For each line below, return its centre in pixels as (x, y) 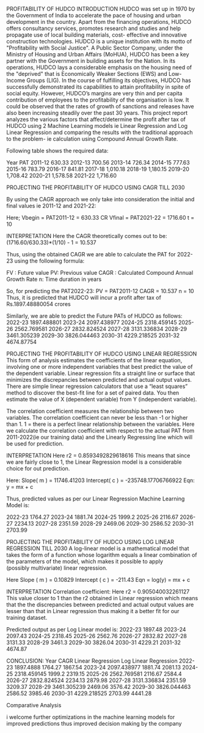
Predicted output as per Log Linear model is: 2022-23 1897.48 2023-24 (96, 629)
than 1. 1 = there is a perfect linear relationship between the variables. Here (100, 424)
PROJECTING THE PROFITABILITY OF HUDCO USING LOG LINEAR (90, 542)
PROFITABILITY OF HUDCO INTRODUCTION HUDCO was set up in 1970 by (101, 9)
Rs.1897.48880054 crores (39, 304)
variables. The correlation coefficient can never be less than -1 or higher (97, 418)
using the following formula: (49, 261)
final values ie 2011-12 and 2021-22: (51, 206)
